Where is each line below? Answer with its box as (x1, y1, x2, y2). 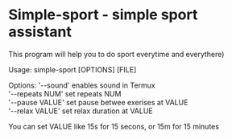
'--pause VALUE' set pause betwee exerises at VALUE (8, 97, 188, 107)
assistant (8, 22, 72, 41)
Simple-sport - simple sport (8, 6, 198, 24)
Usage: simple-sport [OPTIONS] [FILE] (8, 64, 137, 74)
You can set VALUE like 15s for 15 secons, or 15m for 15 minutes (8, 121, 220, 131)
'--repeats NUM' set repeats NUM (8, 88, 122, 98)
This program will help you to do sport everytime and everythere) (8, 49, 225, 59)
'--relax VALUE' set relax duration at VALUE (8, 106, 153, 116)
